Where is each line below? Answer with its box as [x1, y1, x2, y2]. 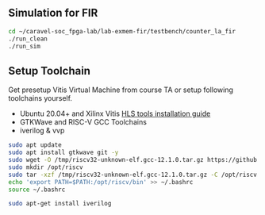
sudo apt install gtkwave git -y [8, 148, 119, 157]
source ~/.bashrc [8, 186, 66, 194]
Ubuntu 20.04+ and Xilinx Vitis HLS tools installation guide [19, 109, 211, 118]
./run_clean [8, 35, 48, 43]
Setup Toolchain [8, 63, 91, 78]
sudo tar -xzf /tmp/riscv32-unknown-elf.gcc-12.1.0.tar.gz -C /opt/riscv [8, 171, 258, 179]
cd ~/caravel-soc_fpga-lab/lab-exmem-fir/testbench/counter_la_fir [8, 27, 236, 35]
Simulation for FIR [8, 6, 98, 20]
